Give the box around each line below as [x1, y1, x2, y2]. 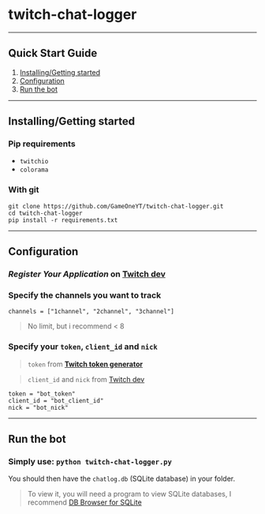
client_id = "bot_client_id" [8, 396, 104, 404]
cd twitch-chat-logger [8, 209, 83, 217]
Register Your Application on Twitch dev [8, 268, 166, 280]
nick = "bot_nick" [8, 403, 69, 411]
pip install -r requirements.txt [8, 216, 118, 224]
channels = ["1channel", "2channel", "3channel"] [8, 308, 175, 316]
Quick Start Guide [8, 47, 98, 60]
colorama [19, 166, 49, 174]
